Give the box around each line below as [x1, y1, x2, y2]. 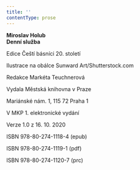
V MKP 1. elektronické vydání [6, 109, 79, 116]
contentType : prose [6, 15, 56, 21]
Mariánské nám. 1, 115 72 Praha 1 [6, 97, 89, 105]
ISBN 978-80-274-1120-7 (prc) [6, 157, 84, 164]
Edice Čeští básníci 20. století [6, 50, 81, 57]
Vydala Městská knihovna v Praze [6, 85, 92, 92]
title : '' [6, 9, 32, 15]
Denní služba [6, 38, 41, 45]
